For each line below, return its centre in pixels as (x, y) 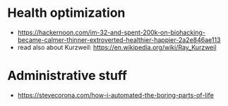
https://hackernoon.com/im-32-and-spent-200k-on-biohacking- (112, 32)
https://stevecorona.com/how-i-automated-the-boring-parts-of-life (115, 95)
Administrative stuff (67, 76)
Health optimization (66, 13)
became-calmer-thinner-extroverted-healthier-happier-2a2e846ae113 (119, 39)
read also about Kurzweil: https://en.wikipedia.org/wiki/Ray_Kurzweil (117, 47)
